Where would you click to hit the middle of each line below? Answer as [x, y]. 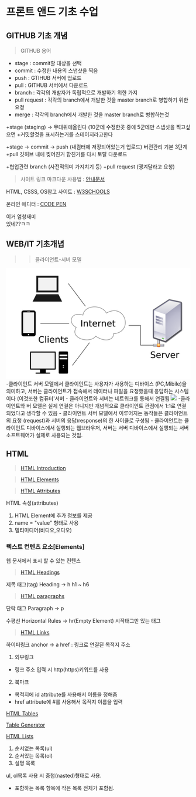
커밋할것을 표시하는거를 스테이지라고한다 [66, 134]
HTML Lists [20, 737]
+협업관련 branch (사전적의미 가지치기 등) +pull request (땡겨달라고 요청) [90, 167]
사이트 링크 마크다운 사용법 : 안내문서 [63, 179]
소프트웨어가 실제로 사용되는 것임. [44, 435]
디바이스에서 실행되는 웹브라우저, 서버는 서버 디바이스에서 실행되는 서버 [107, 428]
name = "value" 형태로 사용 [47, 522]
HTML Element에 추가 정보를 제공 [53, 515]
